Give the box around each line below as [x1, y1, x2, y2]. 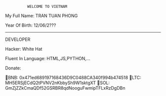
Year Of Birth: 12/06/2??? [5, 22, 56, 28]
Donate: [5, 65, 21, 71]
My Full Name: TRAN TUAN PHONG [5, 13, 78, 19]
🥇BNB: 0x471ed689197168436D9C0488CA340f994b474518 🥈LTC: [5, 75, 142, 80]
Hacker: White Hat [5, 46, 42, 52]
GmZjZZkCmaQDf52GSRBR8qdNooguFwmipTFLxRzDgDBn [5, 85, 125, 91]
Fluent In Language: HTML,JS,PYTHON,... [5, 56, 90, 61]
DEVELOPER [5, 36, 31, 42]
